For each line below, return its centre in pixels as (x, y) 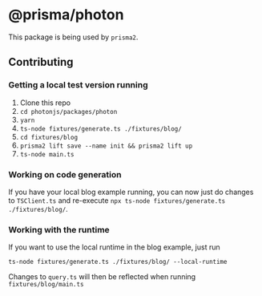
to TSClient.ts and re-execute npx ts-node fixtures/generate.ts (117, 200)
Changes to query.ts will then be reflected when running (102, 277)
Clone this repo (45, 103)
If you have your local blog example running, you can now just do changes (131, 192)
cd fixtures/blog (49, 137)
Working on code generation (65, 174)
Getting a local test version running (78, 85)
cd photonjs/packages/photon (69, 112)
